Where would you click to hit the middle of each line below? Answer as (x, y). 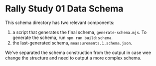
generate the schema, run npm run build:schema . (63, 37)
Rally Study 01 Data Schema (64, 9)
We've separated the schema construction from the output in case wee (78, 52)
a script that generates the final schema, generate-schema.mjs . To (79, 32)
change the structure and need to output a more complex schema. (73, 57)
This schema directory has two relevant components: (60, 22)
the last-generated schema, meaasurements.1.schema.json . (72, 42)
